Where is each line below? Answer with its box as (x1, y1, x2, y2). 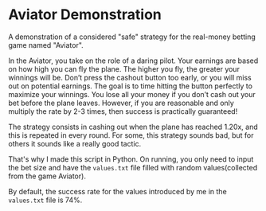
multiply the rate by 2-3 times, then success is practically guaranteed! (8, 106, 238, 116)
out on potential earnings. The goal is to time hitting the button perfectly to (8, 81, 253, 91)
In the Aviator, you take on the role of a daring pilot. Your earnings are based (8, 56, 259, 65)
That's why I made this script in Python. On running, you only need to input (8, 154, 254, 164)
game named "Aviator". (8, 40, 84, 49)
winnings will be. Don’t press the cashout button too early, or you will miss (8, 72, 252, 82)
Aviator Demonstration (8, 6, 162, 24)
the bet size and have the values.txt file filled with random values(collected (8, 162, 258, 172)
